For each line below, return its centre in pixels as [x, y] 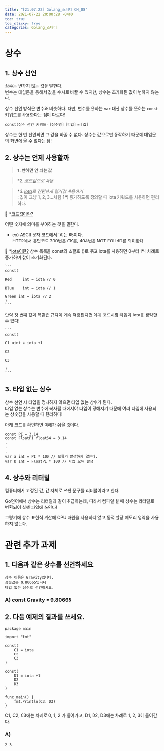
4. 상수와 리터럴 [27, 478]
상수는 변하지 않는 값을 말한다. [34, 86]
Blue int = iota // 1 [30, 288]
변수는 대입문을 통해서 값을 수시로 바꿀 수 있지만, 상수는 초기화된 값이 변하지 [78, 92]
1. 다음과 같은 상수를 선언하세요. [50, 565]
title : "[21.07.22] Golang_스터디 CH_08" [47, 10]
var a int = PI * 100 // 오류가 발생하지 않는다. [51, 456]
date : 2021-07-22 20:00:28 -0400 [39, 14]
